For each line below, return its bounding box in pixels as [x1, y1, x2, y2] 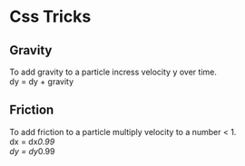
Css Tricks [9, 6, 92, 27]
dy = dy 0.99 [9, 145, 55, 156]
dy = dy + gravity [9, 76, 74, 87]
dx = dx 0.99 [9, 136, 55, 147]
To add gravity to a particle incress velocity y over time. [9, 66, 218, 77]
